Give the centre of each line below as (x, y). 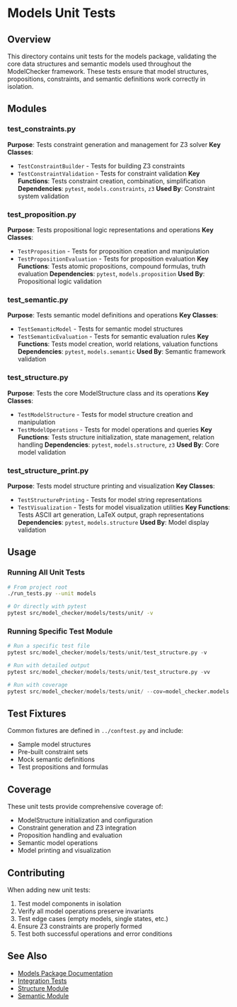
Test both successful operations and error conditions (95, 934)
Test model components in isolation (69, 904)
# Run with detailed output (49, 665)
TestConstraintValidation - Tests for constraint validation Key (109, 173)
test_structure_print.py (48, 470)
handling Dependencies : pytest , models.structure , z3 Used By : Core (118, 445)
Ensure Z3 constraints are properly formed (80, 926)
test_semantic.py (38, 300)
